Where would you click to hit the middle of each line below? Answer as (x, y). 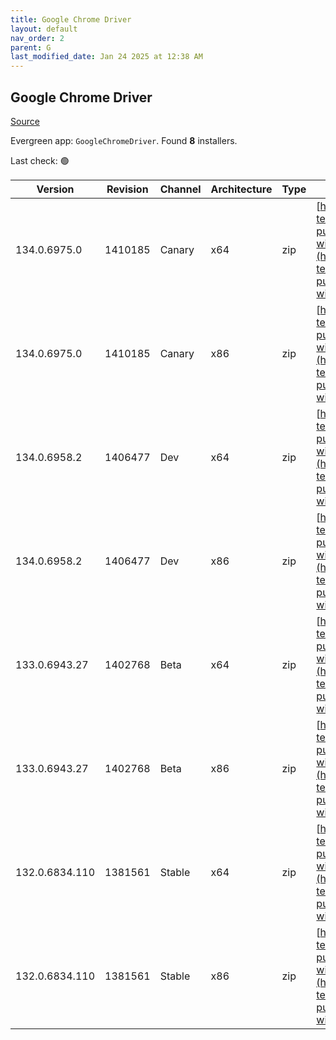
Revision (127, 189)
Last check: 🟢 (40, 160)
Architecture (241, 189)
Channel (180, 189)
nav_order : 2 (37, 38)
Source (25, 121)
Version (55, 189)
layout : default (44, 29)
